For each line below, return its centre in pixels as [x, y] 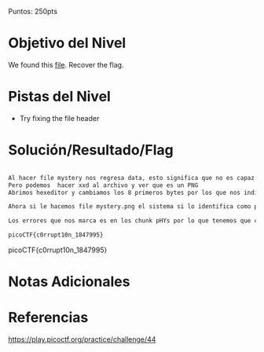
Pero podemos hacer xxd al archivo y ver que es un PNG [103, 185]
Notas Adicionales [69, 282]
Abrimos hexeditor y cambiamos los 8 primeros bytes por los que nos [125, 192]
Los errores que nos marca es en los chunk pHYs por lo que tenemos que [130, 221]
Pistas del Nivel [60, 97]
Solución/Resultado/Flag [91, 150]
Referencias [48, 318]
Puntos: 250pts [33, 11]
